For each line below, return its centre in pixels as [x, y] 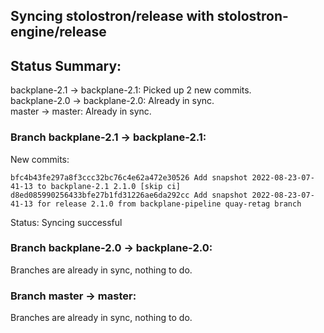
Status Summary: [66, 65]
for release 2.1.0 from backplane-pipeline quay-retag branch [169, 204]
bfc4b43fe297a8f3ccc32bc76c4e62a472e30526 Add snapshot [129, 177]
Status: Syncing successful [66, 222]
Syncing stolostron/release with [112, 16]
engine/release [58, 32]
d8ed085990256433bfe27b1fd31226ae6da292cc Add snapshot [129, 195]
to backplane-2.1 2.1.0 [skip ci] [109, 186]
